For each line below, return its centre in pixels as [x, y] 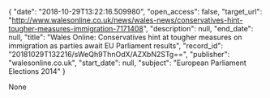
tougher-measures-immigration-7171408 [76, 29]
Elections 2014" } [37, 71]
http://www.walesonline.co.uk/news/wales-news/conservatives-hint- [127, 20]
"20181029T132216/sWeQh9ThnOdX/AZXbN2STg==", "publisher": [119, 54]
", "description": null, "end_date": [198, 29]
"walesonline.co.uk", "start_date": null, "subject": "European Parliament [128, 63]
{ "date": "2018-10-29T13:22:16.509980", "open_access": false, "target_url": [135, 12]
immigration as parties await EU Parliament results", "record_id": [116, 46]
